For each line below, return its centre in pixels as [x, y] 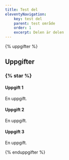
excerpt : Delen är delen [39, 32]
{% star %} [18, 76]
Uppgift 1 [14, 87]
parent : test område [34, 23]
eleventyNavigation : [26, 14]
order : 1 [23, 28]
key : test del [28, 19]
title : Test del [21, 10]
